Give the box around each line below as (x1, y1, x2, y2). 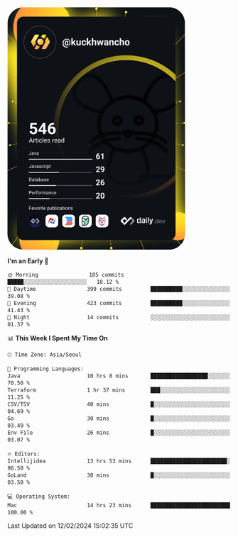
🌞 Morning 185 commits (7, 271, 124, 278)
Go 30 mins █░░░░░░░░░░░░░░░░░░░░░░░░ (7, 415, 231, 422)
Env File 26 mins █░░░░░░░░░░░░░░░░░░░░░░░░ (7, 429, 231, 436)
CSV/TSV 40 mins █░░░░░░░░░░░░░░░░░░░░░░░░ (7, 401, 231, 408)
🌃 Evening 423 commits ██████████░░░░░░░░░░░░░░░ (7, 299, 231, 306)
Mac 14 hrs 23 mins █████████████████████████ (7, 502, 231, 509)
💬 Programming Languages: (7, 365, 84, 372)
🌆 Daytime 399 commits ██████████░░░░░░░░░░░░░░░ (7, 285, 231, 292)
